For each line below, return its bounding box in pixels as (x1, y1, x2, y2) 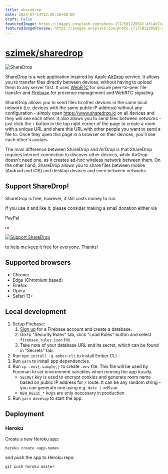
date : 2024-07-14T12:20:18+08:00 (5, 12, 75, 17)
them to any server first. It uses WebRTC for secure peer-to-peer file (5, 85, 146, 91)
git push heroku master (5, 464, 55, 469)
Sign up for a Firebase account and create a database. (19, 326, 132, 332)
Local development (5, 307, 66, 316)
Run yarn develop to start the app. (12, 395, 83, 401)
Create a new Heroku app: (5, 436, 59, 442)
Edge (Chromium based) (12, 277, 63, 283)
